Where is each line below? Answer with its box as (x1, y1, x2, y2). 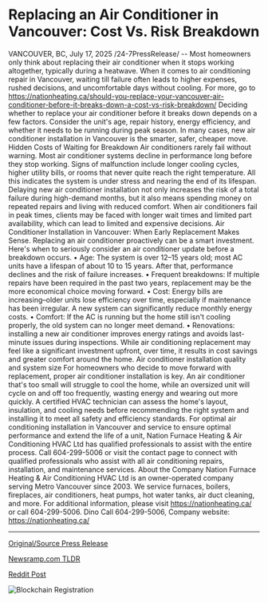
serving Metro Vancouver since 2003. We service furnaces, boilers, (8, 481, 231, 491)
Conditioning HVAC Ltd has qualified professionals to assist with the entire (8, 439, 253, 449)
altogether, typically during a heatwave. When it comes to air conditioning (8, 65, 251, 75)
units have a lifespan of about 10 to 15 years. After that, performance (8, 261, 234, 271)
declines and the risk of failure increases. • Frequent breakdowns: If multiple (8, 269, 260, 279)
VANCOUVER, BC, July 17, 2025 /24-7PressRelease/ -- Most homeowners (8, 49, 251, 58)
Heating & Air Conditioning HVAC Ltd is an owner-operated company (8, 473, 234, 482)
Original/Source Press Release (8, 538, 108, 548)
